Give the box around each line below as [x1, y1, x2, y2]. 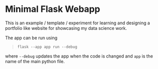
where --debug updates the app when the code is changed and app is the [5, 53, 153, 59]
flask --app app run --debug [17, 44, 78, 49]
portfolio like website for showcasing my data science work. [5, 25, 127, 31]
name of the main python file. [5, 58, 65, 64]
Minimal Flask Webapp [5, 3, 100, 15]
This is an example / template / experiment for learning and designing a [5, 20, 150, 26]
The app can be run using [5, 35, 58, 41]
